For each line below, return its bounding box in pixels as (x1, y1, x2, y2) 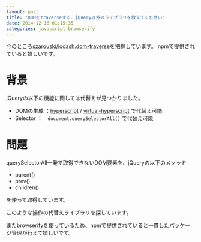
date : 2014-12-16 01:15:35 (6, 20, 74, 26)
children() (14, 184, 40, 191)
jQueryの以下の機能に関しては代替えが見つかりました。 (6, 94, 144, 102)
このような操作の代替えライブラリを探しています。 (6, 209, 132, 216)
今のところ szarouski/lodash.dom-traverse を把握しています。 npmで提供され (6, 43, 196, 50)
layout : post (6, 8, 39, 15)
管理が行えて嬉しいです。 (11, 229, 74, 237)
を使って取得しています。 (6, 196, 69, 204)
